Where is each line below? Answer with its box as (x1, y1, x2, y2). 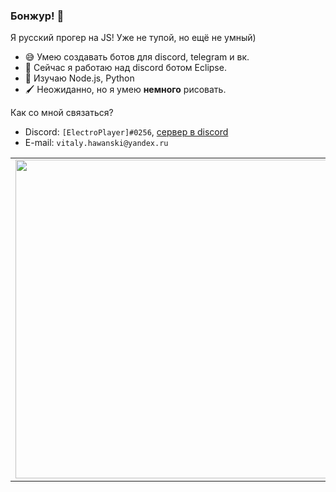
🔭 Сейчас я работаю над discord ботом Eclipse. (24, 62, 227, 74)
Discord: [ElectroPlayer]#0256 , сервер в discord (24, 126, 229, 138)
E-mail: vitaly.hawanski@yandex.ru (24, 137, 169, 149)
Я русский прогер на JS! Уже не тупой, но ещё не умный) (10, 32, 257, 44)
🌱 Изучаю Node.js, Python (24, 72, 135, 84)
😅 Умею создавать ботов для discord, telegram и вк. (24, 51, 250, 63)
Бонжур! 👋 (10, 9, 65, 23)
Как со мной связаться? (10, 107, 114, 119)
